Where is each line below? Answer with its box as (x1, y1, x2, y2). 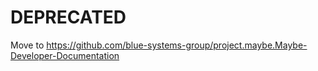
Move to (10, 39, 45, 51)
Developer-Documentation (10, 49, 120, 61)
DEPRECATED (10, 6, 127, 29)
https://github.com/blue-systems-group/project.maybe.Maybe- (46, 39, 308, 51)
